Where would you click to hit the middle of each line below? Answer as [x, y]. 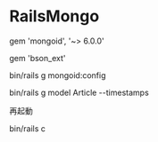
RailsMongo [54, 16]
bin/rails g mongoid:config [58, 75]
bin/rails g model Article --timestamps [79, 92]
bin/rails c [28, 128]
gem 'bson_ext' [37, 58]
